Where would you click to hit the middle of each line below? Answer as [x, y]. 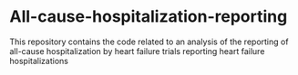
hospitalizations [39, 61]
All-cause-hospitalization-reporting [149, 17]
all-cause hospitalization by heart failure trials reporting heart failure [137, 51]
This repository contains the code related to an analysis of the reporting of [149, 42]
